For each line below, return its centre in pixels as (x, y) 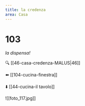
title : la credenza (25, 10)
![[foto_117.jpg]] (20, 98)
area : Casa (16, 14)
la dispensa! (18, 53)
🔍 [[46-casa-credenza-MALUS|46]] (43, 63)
